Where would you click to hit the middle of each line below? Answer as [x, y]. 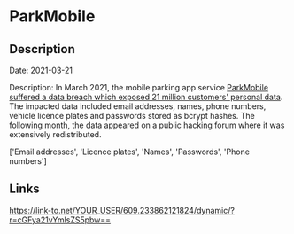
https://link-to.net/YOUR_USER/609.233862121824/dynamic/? [122, 210]
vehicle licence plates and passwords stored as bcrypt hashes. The [132, 116]
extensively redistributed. [55, 134]
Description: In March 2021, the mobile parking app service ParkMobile [139, 87]
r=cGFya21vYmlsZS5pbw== [60, 220]
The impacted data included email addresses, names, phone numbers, [138, 106]
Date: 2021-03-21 [41, 70]
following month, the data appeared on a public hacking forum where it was [147, 125]
